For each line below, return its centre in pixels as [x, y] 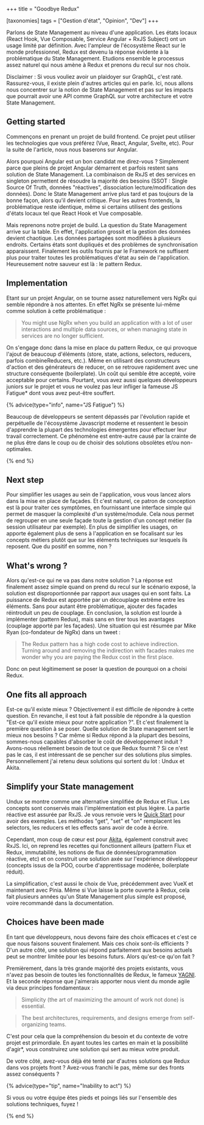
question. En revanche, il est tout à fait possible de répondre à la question [98, 716]
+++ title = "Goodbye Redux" [43, 9]
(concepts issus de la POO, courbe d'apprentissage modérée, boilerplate [98, 865]
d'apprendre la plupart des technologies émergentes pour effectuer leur [97, 429]
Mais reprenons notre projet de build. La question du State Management [97, 225]
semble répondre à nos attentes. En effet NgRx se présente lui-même [93, 304]
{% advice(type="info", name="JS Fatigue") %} [65, 405]
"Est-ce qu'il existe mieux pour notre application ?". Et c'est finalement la [97, 722]
